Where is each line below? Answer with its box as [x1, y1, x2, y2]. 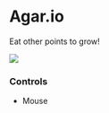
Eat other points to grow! [9, 36, 100, 47]
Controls [9, 74, 48, 87]
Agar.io [9, 6, 64, 27]
